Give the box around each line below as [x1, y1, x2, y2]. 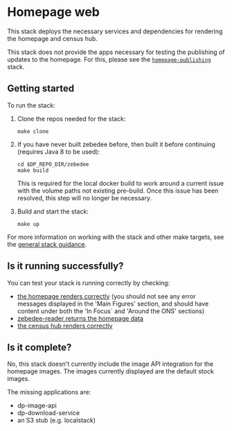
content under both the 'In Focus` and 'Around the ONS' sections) [17, 306, 205, 315]
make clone [17, 127, 49, 135]
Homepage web [7, 4, 100, 20]
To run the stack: [7, 101, 55, 109]
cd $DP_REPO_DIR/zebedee [17, 161, 89, 168]
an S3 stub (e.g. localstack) [17, 416, 96, 425]
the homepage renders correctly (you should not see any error [17, 292, 196, 300]
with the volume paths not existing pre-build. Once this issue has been [17, 186, 219, 195]
